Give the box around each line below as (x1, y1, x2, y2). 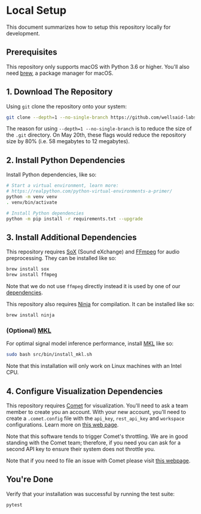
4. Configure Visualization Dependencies (6, 386, 163, 396)
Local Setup (6, 4, 67, 17)
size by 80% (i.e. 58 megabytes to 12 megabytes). (6, 138, 130, 145)
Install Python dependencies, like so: (6, 171, 97, 179)
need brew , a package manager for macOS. (6, 69, 114, 77)
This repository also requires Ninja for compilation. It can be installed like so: (6, 301, 194, 308)
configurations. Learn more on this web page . (6, 421, 119, 428)
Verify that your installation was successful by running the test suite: (6, 490, 175, 497)
